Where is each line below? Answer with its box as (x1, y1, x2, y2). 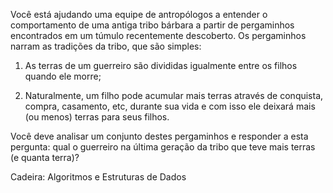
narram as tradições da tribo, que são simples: (10, 40, 202, 52)
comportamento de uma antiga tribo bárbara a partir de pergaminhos (10, 19, 295, 31)
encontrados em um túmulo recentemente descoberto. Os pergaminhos (10, 30, 307, 41)
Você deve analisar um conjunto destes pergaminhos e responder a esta (10, 130, 309, 142)
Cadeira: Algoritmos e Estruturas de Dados (10, 171, 187, 183)
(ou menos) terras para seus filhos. (24, 111, 170, 123)
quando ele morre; (24, 70, 102, 82)
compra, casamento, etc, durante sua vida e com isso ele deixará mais (24, 100, 316, 112)
